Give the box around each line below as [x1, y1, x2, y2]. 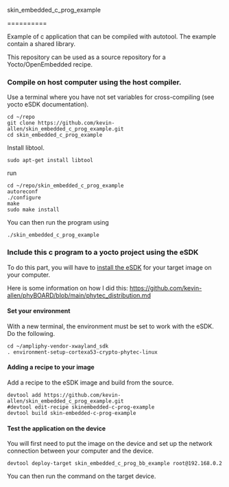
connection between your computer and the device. [7, 446, 154, 455]
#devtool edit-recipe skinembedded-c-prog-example [7, 404, 155, 411]
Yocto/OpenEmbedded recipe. [7, 60, 93, 68]
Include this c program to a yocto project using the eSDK [7, 247, 199, 257]
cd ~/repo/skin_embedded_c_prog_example [7, 182, 125, 190]
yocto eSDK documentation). [7, 100, 89, 109]
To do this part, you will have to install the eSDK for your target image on [7, 263, 212, 271]
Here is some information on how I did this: [7, 284, 128, 292]
